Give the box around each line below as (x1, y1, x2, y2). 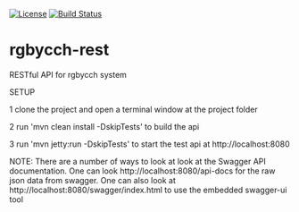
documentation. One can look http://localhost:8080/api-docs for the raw (9, 165, 276, 176)
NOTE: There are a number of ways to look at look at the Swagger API (9, 156, 266, 166)
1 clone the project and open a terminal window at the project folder (9, 104, 259, 114)
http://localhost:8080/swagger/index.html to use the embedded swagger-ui (9, 184, 287, 195)
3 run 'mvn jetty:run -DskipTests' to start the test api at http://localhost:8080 (9, 139, 290, 149)
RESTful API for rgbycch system (9, 69, 128, 80)
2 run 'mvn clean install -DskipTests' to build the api (9, 121, 200, 131)
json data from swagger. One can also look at (9, 174, 176, 185)
